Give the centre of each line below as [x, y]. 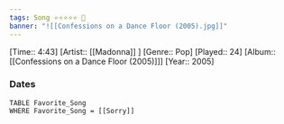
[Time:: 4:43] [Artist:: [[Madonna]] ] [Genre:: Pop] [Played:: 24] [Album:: [143, 51]
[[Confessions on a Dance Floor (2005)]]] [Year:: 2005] [112, 61]
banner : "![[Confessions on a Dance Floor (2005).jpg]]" [119, 26]
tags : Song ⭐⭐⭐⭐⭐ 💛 [47, 18]
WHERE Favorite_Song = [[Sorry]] [72, 111]
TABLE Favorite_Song [48, 103]
